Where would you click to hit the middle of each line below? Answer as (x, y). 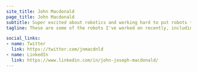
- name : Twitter (26, 44)
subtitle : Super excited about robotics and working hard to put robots (97, 22)
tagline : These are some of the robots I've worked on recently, (87, 28)
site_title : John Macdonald (40, 11)
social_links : (23, 39)
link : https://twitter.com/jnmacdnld (57, 49)
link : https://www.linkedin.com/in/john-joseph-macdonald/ (85, 60)
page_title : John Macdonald (40, 17)
